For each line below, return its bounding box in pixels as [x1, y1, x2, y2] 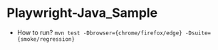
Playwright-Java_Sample [6, 5, 158, 21]
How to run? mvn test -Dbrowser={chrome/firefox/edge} [16, 28, 182, 37]
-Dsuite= [185, 30, 212, 37]
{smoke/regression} [16, 35, 76, 43]
